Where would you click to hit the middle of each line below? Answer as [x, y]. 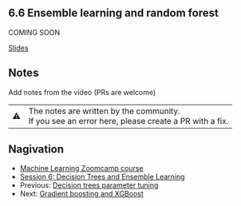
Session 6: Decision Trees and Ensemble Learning [102, 177]
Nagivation [36, 150]
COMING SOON [34, 32]
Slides [18, 48]
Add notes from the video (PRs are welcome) [82, 92]
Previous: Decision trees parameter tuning [89, 185]
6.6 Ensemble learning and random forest [114, 13]
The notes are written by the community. [105, 111]
